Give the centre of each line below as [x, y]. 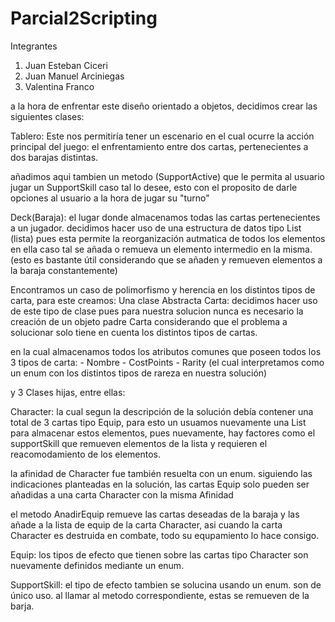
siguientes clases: [47, 116]
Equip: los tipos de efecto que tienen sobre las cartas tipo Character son [159, 554]
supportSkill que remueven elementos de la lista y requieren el [139, 443]
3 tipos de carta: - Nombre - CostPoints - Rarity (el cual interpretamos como [167, 362]
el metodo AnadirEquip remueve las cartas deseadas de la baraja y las [155, 514]
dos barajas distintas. [54, 157]
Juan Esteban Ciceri [66, 65]
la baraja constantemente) [64, 270]
